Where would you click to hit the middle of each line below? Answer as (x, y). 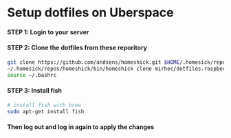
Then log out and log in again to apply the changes (81, 127)
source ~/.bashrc (32, 75)
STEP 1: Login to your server (48, 32)
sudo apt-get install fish (46, 111)
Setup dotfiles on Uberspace (90, 13)
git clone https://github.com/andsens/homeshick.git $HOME (93, 62)
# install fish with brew (44, 105)
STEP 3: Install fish (35, 91)
